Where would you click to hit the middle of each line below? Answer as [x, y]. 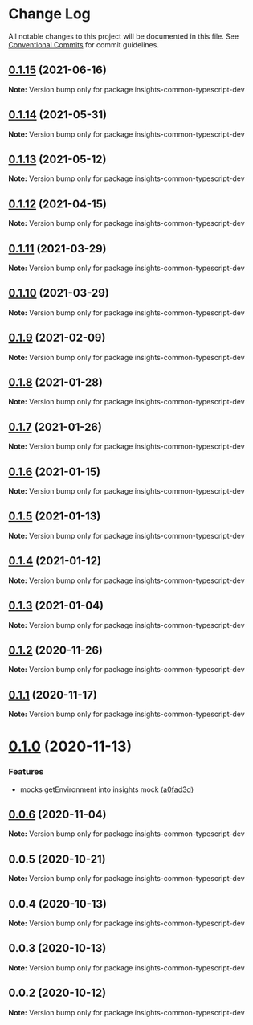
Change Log [49, 14]
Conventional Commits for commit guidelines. [84, 44]
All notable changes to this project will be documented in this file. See [124, 36]
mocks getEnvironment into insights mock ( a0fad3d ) [107, 789]
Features [26, 772]
